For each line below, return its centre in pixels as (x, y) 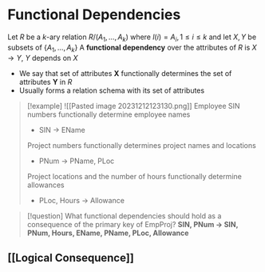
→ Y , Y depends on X (43, 58)
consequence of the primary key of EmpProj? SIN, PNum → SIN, (132, 224)
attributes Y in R (45, 82)
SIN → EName (62, 130)
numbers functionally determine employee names (109, 114)
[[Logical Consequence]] (71, 258)
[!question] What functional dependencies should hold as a (124, 216)
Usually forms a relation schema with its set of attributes (112, 90)
